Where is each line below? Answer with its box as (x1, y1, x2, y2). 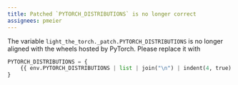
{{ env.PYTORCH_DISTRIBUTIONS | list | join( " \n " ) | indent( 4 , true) (20, 65, 232, 72)
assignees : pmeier (7, 17, 62, 24)
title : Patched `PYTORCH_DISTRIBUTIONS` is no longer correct (7, 10, 197, 18)
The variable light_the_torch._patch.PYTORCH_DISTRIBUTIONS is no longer (7, 36, 224, 45)
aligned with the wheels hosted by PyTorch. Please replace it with (7, 44, 201, 53)
